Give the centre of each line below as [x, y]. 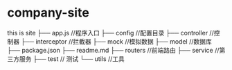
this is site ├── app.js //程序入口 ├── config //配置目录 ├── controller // [111, 33]
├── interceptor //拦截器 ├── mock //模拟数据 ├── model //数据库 [116, 41]
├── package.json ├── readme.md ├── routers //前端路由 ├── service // [113, 50]
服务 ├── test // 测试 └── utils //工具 [72, 59]
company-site [48, 13]
